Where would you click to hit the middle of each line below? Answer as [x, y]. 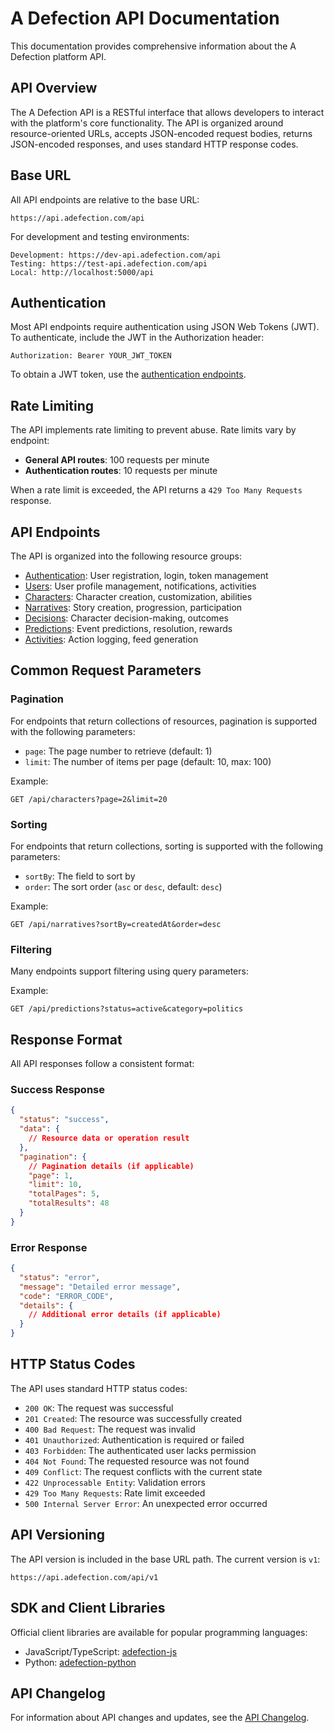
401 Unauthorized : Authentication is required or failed [134, 1439]
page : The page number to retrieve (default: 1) [118, 751]
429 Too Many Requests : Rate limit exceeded [115, 1493]
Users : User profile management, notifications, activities [140, 586]
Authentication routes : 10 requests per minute [121, 471]
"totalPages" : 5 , [64, 1194]
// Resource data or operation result [109, 1138]
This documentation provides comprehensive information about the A [153, 46]
